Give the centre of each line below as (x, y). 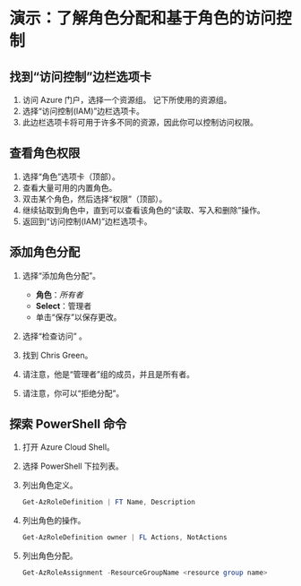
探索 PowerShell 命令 (68, 424)
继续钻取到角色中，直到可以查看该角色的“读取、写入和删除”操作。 (144, 210)
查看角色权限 (45, 153)
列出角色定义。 (50, 486)
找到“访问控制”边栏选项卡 (81, 77)
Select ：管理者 (64, 306)
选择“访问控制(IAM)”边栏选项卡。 (83, 111)
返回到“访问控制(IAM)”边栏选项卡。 (87, 221)
